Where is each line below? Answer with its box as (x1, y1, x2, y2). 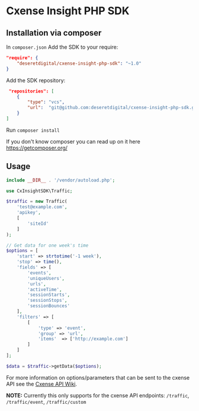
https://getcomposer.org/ (6, 144, 68, 151)
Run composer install (6, 126, 60, 133)
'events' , (27, 270, 52, 276)
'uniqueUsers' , (27, 275, 65, 281)
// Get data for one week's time (6, 242, 89, 248)
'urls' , (27, 281, 46, 287)
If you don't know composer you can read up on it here (6, 138, 140, 145)
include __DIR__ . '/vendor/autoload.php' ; (6, 177, 115, 183)
